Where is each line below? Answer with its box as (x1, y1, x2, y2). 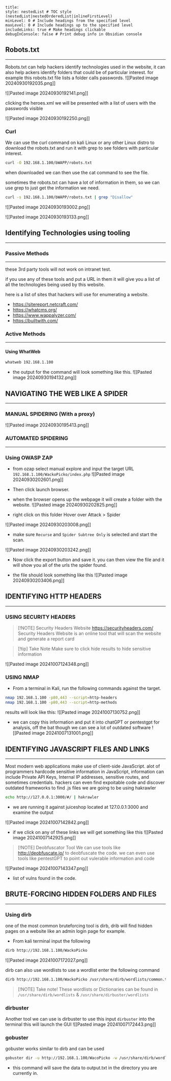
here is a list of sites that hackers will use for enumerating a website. (5, 291, 149, 297)
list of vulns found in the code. (12, 875, 77, 881)
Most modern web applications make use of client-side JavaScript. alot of (5, 763, 160, 770)
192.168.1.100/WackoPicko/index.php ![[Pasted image (12, 471, 125, 477)
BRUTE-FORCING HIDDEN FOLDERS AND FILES (5, 890, 157, 899)
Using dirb (5, 911, 32, 918)
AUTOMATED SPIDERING (5, 435, 69, 442)
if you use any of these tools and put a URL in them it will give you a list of (5, 276, 160, 282)
